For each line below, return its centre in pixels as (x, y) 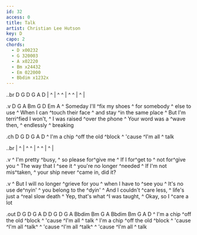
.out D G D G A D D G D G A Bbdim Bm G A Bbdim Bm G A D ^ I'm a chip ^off (99, 214)
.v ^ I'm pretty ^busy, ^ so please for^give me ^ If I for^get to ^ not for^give (96, 160)
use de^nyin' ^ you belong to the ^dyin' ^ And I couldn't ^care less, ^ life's (95, 190)
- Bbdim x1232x (30, 78)
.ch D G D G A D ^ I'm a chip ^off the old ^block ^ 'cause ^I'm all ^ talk (90, 136)
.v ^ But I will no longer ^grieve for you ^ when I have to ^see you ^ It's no (95, 184)
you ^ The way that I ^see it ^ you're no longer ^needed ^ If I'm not (87, 166)
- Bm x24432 (26, 67)
